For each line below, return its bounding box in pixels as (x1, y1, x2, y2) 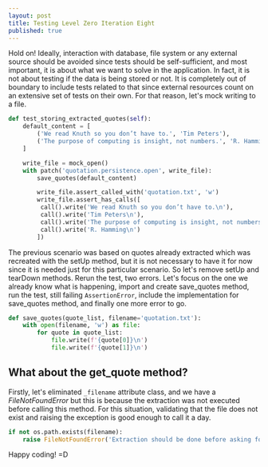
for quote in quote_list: (37, 329, 124, 337)
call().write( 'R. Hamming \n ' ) (40, 226, 141, 233)
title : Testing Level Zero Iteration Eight (8, 19, 156, 27)
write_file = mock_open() (22, 159, 109, 167)
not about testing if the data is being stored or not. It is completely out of (8, 74, 246, 84)
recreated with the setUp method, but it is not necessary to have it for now (8, 256, 253, 265)
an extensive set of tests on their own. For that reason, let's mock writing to (8, 91, 257, 101)
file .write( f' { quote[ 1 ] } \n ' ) (50, 344, 148, 352)
